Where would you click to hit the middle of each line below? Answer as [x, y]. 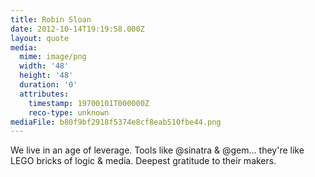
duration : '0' [48, 85]
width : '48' [44, 66]
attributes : [44, 94]
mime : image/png [53, 57]
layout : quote [40, 38]
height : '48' [46, 76]
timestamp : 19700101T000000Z [89, 103]
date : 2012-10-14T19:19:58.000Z [77, 29]
